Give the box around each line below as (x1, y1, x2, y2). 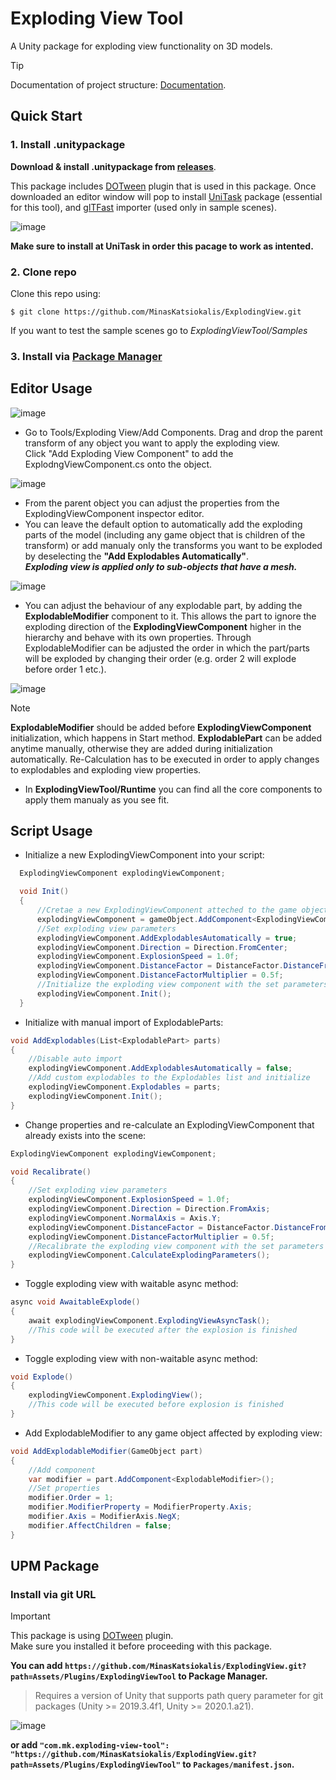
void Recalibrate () (10, 1167, 92, 1177)
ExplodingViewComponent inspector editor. (24, 507, 205, 519)
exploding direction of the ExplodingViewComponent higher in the (24, 620, 302, 632)
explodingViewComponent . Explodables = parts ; (28, 1082, 222, 1092)
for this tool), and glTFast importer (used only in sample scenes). (10, 201, 278, 213)
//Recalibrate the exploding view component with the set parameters (28, 1241, 325, 1251)
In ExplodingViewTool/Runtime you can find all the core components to (24, 783, 323, 795)
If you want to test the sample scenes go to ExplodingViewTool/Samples (10, 324, 308, 336)
